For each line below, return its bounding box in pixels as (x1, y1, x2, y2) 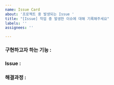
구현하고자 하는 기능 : (5, 47, 52, 54)
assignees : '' (5, 25, 34, 30)
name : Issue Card (5, 7, 40, 12)
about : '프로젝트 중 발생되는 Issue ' (5, 12, 74, 17)
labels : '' (5, 21, 27, 26)
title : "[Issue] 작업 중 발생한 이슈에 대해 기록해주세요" (5, 16, 110, 21)
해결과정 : (5, 74, 27, 81)
